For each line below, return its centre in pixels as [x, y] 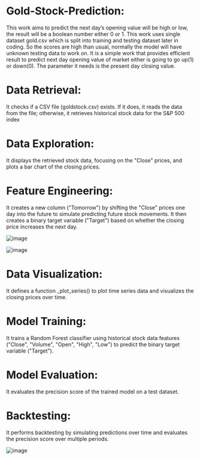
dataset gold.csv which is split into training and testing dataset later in [92, 40]
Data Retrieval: [44, 90]
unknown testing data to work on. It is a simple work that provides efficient [98, 53]
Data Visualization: [54, 274]
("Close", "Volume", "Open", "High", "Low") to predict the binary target [93, 344]
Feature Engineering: [60, 191]
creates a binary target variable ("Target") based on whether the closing [95, 220]
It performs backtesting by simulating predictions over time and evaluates [97, 432]
